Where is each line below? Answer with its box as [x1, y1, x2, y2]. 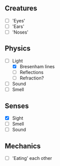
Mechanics [5, 142, 41, 150]
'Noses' [12, 29, 29, 35]
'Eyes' [12, 17, 25, 23]
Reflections [19, 69, 44, 75]
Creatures [5, 4, 38, 13]
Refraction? [19, 75, 44, 81]
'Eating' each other [12, 155, 52, 161]
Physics [5, 44, 31, 53]
